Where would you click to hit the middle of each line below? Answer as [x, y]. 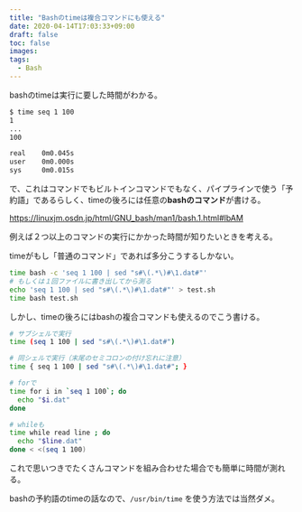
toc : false [30, 43]
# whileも [27, 424]
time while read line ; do [60, 433]
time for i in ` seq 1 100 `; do [68, 391]
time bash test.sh [44, 298]
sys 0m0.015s [42, 171]
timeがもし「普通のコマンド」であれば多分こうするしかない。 [124, 256]
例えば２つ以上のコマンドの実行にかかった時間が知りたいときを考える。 [143, 237]
